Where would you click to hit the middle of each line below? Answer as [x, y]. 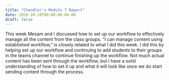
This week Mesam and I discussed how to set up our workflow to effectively [85, 34]
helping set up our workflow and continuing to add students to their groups [84, 50]
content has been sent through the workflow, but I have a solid [71, 61]
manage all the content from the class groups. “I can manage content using [84, 39]
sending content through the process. [45, 72]
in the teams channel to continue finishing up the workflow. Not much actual [85, 56]
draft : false [19, 19]
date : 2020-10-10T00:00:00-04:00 [41, 15]
